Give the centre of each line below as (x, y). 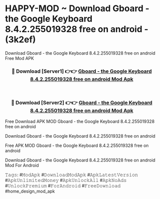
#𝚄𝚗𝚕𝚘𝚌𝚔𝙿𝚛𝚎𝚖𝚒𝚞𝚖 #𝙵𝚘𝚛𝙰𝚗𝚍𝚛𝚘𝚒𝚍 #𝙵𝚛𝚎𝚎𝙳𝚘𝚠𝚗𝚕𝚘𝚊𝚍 (63, 185)
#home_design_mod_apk (30, 191)
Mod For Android (22, 165)
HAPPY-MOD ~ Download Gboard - (77, 9)
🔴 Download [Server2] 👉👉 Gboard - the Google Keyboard (82, 103)
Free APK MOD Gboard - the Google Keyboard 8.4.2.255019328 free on (77, 145)
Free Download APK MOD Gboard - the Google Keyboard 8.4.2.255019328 (80, 121)
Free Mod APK (19, 58)
